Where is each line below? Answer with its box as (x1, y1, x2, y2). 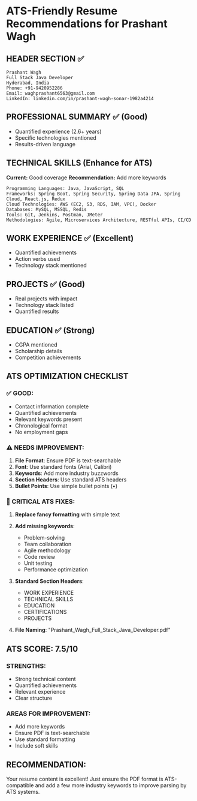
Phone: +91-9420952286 (6, 85, 63, 91)
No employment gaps (14, 428, 68, 435)
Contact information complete (14, 403, 89, 410)
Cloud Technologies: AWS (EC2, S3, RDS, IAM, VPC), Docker (6, 201, 157, 207)
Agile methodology (23, 547, 71, 554)
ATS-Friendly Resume (6, 4, 118, 18)
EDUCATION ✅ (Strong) (6, 325, 95, 335)
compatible (6, 782, 34, 789)
